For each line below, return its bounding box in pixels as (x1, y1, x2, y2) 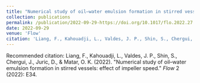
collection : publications (6, 14, 70, 20)
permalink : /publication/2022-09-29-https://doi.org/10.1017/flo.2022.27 (6, 19, 193, 25)
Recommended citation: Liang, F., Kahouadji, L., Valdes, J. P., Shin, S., (6, 52, 177, 59)
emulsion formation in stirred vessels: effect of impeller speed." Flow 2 (6, 65, 180, 71)
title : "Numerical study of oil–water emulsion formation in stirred (6, 8, 183, 15)
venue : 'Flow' (6, 31, 42, 36)
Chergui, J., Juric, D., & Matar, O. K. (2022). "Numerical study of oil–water (6, 58, 186, 65)
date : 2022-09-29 (6, 25, 49, 31)
